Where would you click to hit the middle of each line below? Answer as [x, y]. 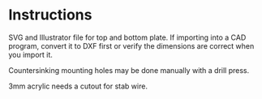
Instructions [50, 15]
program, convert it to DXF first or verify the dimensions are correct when [131, 45]
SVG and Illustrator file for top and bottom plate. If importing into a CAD [127, 37]
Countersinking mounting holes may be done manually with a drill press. [129, 70]
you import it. [30, 54]
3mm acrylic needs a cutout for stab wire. [78, 86]
